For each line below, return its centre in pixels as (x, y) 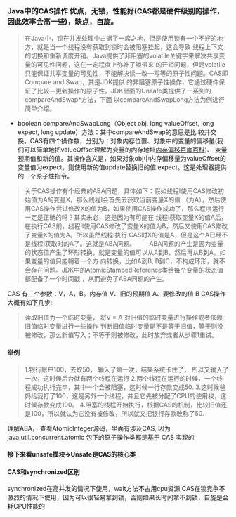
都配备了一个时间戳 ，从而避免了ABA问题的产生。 (96, 279)
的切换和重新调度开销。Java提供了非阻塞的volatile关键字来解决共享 (122, 56)
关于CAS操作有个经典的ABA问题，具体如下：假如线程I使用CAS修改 (121, 191)
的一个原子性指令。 (45, 176)
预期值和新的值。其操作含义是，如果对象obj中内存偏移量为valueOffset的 (122, 159)
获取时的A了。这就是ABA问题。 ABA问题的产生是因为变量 (134, 244)
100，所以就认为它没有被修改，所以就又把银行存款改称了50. (117, 413)
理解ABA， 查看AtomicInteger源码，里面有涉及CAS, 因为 (89, 428)
